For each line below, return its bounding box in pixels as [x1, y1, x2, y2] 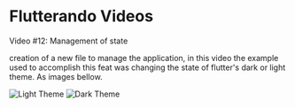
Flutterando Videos [9, 6, 153, 27]
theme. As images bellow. [9, 71, 104, 81]
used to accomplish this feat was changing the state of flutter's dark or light [9, 62, 286, 73]
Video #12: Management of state [9, 35, 128, 46]
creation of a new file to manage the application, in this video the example [9, 52, 279, 63]
